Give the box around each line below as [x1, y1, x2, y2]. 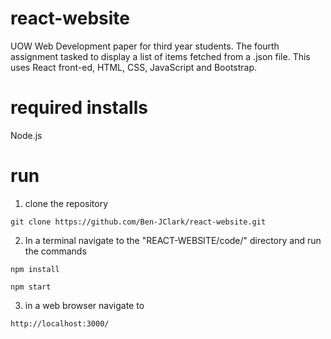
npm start [10, 282, 52, 292]
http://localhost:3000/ [10, 318, 110, 329]
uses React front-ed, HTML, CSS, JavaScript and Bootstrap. [10, 61, 258, 73]
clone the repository [24, 197, 109, 209]
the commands [24, 245, 87, 257]
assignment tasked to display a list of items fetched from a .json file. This [10, 50, 311, 62]
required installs [10, 97, 148, 119]
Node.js [10, 129, 43, 141]
